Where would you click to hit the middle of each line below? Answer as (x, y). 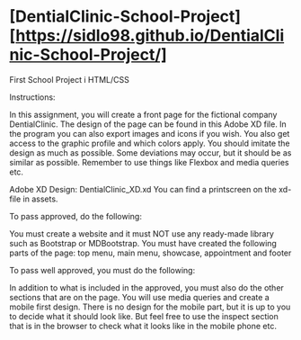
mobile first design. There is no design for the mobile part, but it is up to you (150, 307)
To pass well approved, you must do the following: (102, 270)
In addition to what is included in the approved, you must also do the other (147, 287)
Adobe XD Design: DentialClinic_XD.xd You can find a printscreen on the (143, 189)
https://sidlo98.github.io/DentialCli (150, 36)
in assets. (40, 199)
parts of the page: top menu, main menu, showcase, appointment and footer (150, 253)
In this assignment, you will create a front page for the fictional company (143, 114)
